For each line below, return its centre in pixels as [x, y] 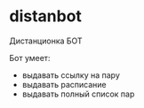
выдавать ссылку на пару [71, 75]
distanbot [46, 16]
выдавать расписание [64, 84]
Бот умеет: [30, 58]
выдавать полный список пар [78, 94]
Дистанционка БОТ [46, 41]
